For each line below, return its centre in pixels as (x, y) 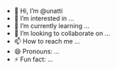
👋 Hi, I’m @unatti (38, 11)
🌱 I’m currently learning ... (52, 26)
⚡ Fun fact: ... (33, 59)
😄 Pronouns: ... (37, 51)
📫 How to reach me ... (47, 41)
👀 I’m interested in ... (44, 18)
